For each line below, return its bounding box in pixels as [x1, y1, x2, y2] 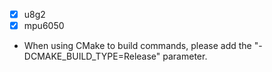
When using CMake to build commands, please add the [23, 40, 252, 52]
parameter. [162, 50, 208, 63]
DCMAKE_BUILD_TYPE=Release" [23, 50, 161, 63]
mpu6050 [23, 20, 65, 32]
